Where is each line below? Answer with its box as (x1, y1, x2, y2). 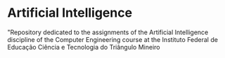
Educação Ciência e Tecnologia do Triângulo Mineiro (7, 43, 160, 51)
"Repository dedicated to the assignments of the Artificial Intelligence (7, 28, 209, 36)
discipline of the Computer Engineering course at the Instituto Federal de (7, 35, 218, 43)
